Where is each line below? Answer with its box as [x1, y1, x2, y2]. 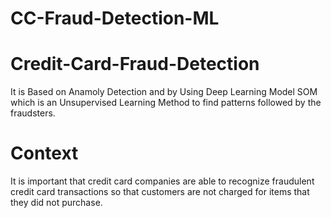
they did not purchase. [10, 197, 103, 209]
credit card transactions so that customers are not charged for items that [10, 186, 310, 198]
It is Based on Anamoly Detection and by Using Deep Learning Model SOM [10, 86, 318, 98]
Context [10, 142, 79, 165]
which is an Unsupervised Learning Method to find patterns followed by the [10, 97, 322, 109]
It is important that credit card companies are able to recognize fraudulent [10, 175, 315, 187]
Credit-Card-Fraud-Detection [10, 53, 260, 76]
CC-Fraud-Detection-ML [10, 7, 220, 30]
